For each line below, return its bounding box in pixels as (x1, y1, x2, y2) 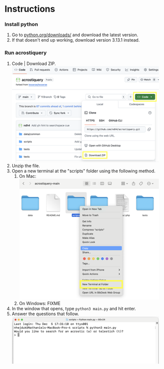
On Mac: (19, 173, 37, 179)
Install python (4, 21, 38, 28)
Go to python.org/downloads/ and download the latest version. (11, 32, 139, 38)
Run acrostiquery (4, 49, 47, 56)
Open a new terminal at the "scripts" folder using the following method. (11, 168, 156, 174)
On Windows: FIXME (19, 300, 61, 306)
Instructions (4, 3, 55, 15)
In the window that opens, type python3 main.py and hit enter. (11, 306, 136, 312)
